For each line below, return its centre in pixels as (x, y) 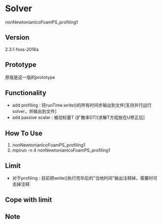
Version (17, 37)
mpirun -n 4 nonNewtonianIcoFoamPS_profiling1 (61, 150)
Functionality (26, 93)
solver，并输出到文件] (34, 111)
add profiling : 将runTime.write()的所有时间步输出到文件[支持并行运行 (82, 105)
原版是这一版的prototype (30, 77)
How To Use (24, 133)
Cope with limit (29, 200)
